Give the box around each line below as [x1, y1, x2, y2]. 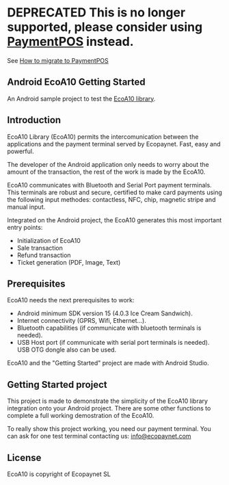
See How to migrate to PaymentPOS [7, 56, 109, 64]
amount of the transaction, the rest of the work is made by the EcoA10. [7, 168, 206, 176]
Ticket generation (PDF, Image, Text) [16, 258, 121, 266]
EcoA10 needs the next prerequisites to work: [7, 296, 135, 304]
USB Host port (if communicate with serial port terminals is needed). [16, 339, 210, 347]
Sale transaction [16, 244, 63, 252]
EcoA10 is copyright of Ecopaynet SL [7, 470, 111, 478]
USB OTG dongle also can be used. [16, 345, 117, 354]
